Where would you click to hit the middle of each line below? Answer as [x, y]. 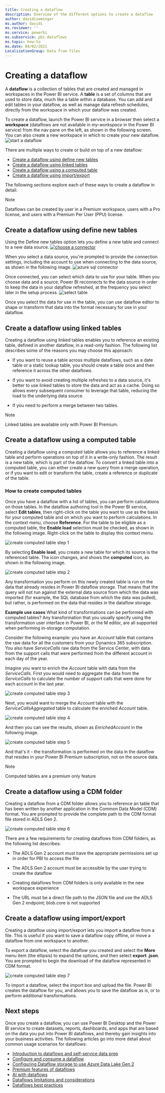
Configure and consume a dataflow [48, 1058]
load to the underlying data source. [48, 396]
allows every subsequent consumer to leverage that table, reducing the [84, 391]
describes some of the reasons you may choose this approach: [69, 350]
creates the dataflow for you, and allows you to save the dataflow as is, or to [82, 990]
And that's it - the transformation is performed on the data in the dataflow [80, 752]
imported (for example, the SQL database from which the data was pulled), [81, 598]
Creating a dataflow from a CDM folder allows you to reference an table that [82, 803]
